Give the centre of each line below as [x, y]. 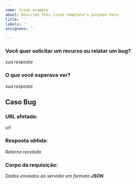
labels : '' [17, 24]
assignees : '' [20, 29]
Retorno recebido [23, 152]
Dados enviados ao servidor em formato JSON [54, 176]
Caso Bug [21, 102]
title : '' [16, 19]
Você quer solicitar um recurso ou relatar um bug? [68, 51]
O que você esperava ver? [38, 75]
